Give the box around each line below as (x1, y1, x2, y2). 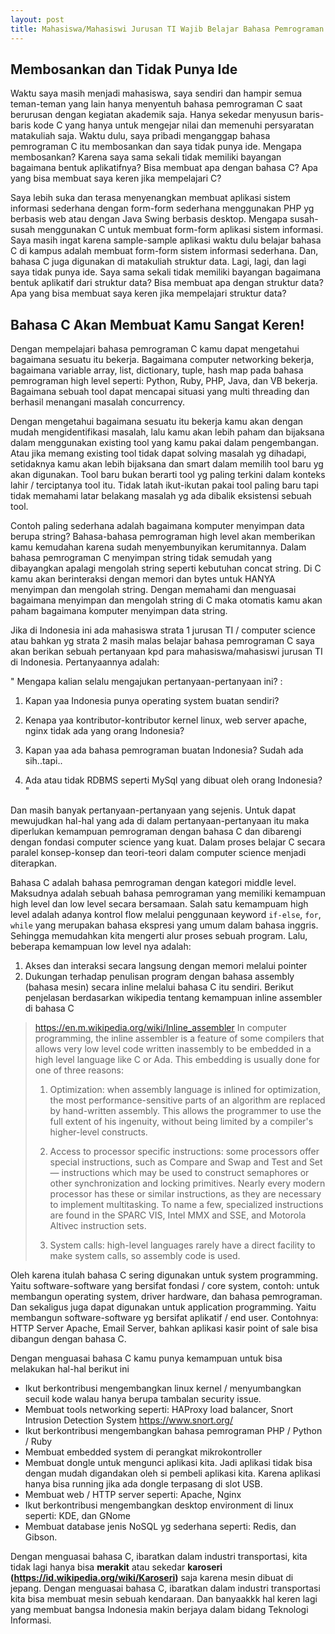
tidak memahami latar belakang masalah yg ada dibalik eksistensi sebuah (10, 490, 312, 502)
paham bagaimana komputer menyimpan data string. (10, 605, 228, 617)
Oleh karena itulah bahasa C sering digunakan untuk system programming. (10, 1269, 318, 1281)
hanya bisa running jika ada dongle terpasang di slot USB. (24, 1478, 263, 1490)
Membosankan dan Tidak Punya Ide (10, 61, 238, 78)
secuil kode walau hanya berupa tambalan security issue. (24, 1393, 262, 1405)
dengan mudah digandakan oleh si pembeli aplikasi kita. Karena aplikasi (24, 1467, 321, 1480)
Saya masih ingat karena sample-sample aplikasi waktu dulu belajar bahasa (10, 234, 322, 246)
